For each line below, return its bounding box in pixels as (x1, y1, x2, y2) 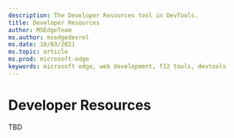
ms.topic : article (8, 48, 68, 56)
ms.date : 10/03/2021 (8, 41, 76, 49)
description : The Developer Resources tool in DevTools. (8, 11, 199, 20)
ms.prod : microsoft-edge (8, 56, 90, 64)
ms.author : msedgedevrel (8, 33, 90, 42)
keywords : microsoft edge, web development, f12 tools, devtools (8, 63, 226, 71)
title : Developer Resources (8, 19, 101, 27)
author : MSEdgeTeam (8, 26, 72, 34)
